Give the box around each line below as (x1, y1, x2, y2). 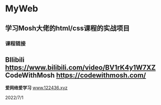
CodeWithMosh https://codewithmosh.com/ (5, 71, 146, 79)
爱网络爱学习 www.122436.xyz (5, 85, 68, 91)
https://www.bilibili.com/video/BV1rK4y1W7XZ (5, 63, 156, 72)
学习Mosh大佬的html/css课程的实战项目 (5, 24, 130, 32)
